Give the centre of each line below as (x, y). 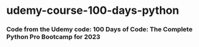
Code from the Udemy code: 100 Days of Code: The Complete (99, 30)
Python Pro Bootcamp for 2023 (53, 37)
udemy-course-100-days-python (93, 11)
